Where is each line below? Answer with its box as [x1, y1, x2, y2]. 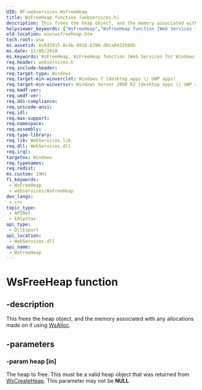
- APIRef [8, 210, 31, 217]
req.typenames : [6, 160, 44, 166]
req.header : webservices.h [6, 59, 74, 65]
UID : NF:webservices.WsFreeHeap [6, 8, 87, 15]
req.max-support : [6, 115, 50, 121]
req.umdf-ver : [6, 93, 42, 99]
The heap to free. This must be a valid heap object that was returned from [6, 371, 189, 378]
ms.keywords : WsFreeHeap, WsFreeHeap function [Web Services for [6, 54, 173, 60]
